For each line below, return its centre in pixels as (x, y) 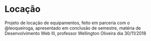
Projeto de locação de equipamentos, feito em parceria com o (67, 23)
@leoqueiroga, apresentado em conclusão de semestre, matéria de (73, 28)
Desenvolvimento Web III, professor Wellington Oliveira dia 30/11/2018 (75, 33)
